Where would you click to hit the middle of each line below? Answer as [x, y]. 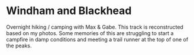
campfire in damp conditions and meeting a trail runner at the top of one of [97, 39]
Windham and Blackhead [69, 11]
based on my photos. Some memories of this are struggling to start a [90, 33]
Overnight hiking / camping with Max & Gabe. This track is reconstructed [95, 27]
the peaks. [19, 46]
